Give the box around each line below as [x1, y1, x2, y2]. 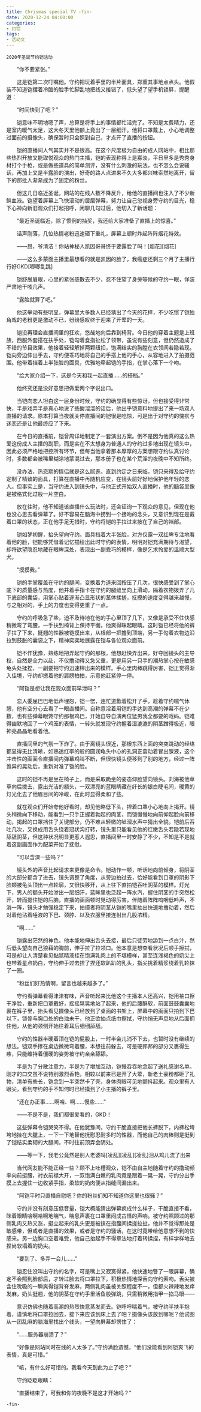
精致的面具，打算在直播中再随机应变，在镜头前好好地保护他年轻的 [22, 475, 184, 482]
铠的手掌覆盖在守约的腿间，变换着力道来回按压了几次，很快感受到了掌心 [16, 579, 195, 586]
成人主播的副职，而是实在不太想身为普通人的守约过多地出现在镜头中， [22, 440, 195, 447]
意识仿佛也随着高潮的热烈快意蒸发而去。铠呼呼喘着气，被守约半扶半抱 [16, 1303, 190, 1310]
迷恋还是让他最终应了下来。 [6, 420, 75, 427]
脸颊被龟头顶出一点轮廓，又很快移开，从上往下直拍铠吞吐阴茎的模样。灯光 [6, 881, 190, 889]
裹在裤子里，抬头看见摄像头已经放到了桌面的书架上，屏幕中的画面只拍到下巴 [6, 1007, 195, 1015]
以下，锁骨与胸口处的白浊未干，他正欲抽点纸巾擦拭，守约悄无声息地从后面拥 [6, 1015, 195, 1022]
